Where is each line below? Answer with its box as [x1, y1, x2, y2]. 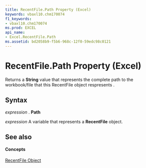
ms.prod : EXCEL [5, 26, 36, 30]
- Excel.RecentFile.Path [5, 35, 56, 40]
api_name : [5, 30, 26, 35]
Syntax [5, 96, 28, 105]
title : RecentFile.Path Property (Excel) [5, 7, 91, 12]
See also [5, 133, 32, 141]
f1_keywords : [5, 16, 32, 21]
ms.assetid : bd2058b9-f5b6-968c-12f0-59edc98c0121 [5, 39, 111, 44]
